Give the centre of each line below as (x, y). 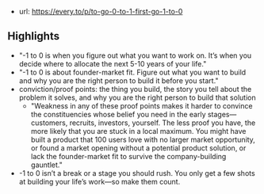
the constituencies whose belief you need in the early (119, 114)
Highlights (34, 36)
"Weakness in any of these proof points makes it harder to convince (142, 105)
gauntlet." (46, 165)
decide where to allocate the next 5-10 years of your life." (113, 63)
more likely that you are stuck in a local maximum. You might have (138, 131)
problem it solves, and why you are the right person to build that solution (137, 97)
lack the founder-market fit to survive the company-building (128, 156)
